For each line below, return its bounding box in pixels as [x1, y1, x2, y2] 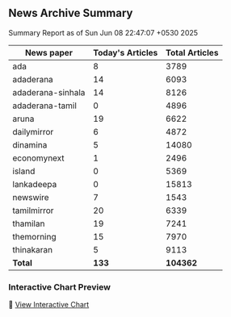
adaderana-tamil [12, 100, 77, 111]
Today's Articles [92, 47, 158, 58]
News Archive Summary [8, 6, 133, 20]
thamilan [12, 218, 45, 229]
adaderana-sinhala [12, 86, 86, 98]
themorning [12, 231, 57, 242]
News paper [24, 47, 73, 58]
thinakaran [12, 244, 53, 255]
